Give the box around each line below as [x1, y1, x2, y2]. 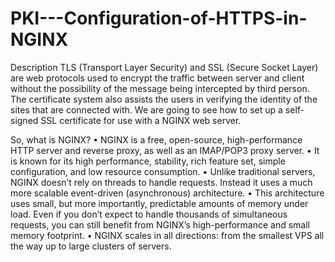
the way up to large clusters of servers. [10, 240, 172, 252]
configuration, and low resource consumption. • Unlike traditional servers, [10, 165, 316, 177]
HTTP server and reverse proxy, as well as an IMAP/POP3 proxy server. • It [10, 144, 320, 156]
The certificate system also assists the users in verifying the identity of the [10, 93, 318, 105]
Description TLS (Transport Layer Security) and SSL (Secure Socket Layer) [10, 61, 319, 73]
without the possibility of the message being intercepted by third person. [10, 82, 310, 94]
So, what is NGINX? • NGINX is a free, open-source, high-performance [10, 133, 303, 146]
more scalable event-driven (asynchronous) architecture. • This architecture [10, 187, 325, 199]
